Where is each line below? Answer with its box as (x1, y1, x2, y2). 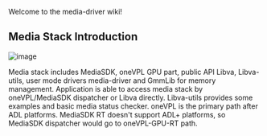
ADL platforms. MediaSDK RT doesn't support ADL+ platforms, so (8, 109, 226, 119)
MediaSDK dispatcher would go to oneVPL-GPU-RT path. (8, 118, 199, 128)
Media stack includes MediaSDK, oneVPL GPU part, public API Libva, (8, 67, 237, 76)
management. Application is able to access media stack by (8, 84, 203, 93)
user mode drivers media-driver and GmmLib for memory (26, 76, 216, 85)
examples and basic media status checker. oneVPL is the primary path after (8, 101, 259, 111)
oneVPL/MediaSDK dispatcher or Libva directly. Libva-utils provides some (8, 93, 253, 102)
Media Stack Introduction (8, 30, 138, 43)
